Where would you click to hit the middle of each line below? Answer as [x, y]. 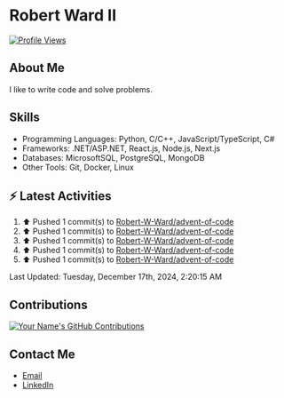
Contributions [48, 304]
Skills [24, 118]
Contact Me [42, 354]
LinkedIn [38, 385]
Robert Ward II [63, 16]
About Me [37, 68]
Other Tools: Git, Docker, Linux [78, 167]
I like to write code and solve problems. [81, 89]
